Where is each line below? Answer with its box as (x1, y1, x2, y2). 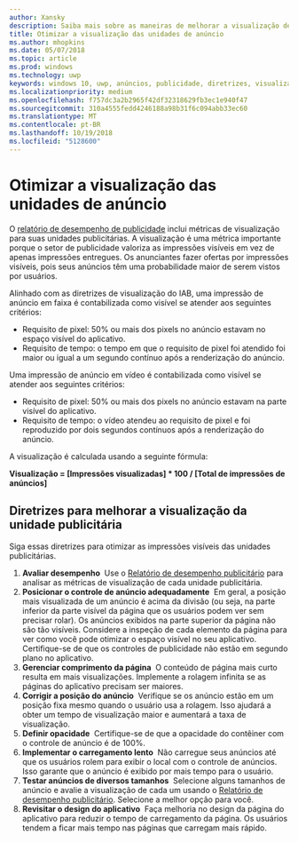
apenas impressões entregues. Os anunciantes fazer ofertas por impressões (9, 251, 289, 262)
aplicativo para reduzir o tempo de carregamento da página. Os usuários (21, 813, 288, 823)
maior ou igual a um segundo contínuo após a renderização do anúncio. (21, 352, 286, 362)
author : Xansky (9, 12, 66, 22)
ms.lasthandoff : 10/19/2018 (9, 129, 114, 138)
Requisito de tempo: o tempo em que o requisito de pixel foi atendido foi (21, 343, 286, 353)
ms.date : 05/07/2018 (9, 46, 86, 55)
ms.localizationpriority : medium (9, 87, 133, 96)
